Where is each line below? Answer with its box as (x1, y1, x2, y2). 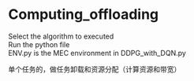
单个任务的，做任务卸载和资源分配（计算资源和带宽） (8, 64, 181, 74)
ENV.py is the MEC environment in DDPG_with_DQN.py (8, 48, 187, 57)
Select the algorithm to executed (8, 31, 114, 41)
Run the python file (8, 39, 70, 49)
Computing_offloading (8, 6, 159, 24)
